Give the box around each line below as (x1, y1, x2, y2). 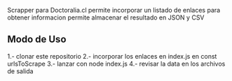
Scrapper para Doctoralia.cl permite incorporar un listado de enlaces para (7, 6, 221, 14)
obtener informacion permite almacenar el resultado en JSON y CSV (7, 13, 205, 22)
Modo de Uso (7, 34, 67, 45)
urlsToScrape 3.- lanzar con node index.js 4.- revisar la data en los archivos (7, 59, 226, 68)
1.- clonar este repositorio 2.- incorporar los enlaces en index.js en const (7, 52, 217, 60)
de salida (7, 66, 34, 75)
